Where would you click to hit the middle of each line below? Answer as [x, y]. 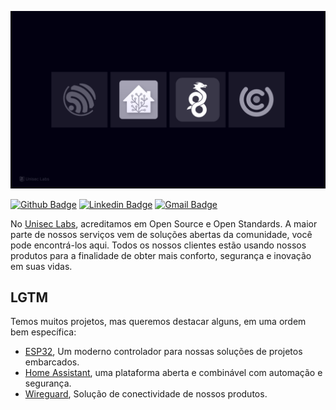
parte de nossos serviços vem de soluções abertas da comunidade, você [161, 234]
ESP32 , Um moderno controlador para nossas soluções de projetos [163, 352]
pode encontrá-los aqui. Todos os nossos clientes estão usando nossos [158, 245]
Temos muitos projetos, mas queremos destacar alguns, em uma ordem [158, 322]
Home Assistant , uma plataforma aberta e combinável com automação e [173, 373]
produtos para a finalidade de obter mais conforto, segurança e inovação [161, 255]
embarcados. [52, 362]
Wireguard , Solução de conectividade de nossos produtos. [146, 394]
